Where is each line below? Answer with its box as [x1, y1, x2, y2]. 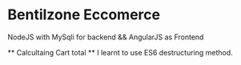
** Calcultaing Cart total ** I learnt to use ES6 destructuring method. [7, 47, 233, 57]
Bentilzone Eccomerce [7, 6, 161, 24]
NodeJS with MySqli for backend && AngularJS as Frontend [7, 32, 204, 42]
